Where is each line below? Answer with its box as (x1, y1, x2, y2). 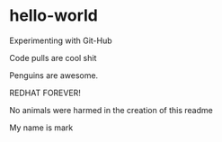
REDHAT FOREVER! (9, 87, 81, 98)
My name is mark (9, 122, 74, 133)
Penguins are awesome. (9, 69, 99, 81)
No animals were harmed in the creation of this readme (9, 104, 213, 115)
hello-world (9, 5, 99, 26)
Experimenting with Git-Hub (9, 35, 112, 46)
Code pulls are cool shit (9, 52, 97, 63)
